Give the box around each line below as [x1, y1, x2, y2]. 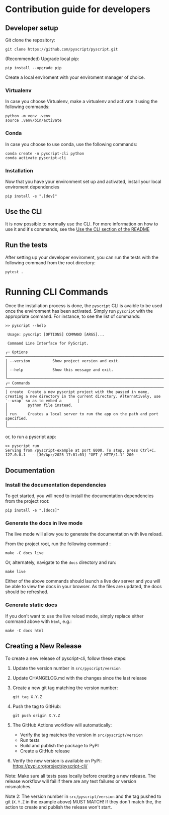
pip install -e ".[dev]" [5, 194, 57, 199]
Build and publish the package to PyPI [20, 742, 99, 748]
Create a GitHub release [20, 748, 70, 754]
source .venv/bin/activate [5, 118, 62, 123]
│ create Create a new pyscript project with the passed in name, [5, 390, 150, 395]
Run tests [20, 737, 40, 743]
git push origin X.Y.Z [12, 713, 60, 718]
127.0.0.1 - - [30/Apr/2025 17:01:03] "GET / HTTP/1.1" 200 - [5, 452, 138, 458]
